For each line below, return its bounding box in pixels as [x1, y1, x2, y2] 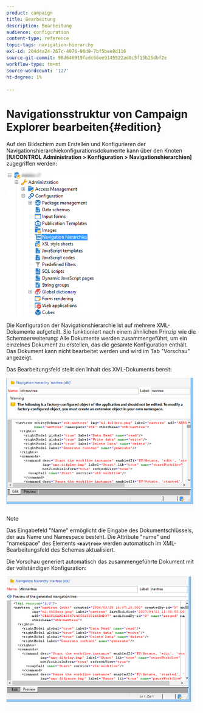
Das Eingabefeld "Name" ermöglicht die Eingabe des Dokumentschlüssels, [6, 527, 193, 534]
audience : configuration [6, 29, 69, 35]
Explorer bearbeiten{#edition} [6, 121, 162, 134]
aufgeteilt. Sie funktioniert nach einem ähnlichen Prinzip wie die [36, 328, 196, 335]
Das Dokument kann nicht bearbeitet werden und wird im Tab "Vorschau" [6, 348, 190, 355]
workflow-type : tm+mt [6, 61, 61, 67]
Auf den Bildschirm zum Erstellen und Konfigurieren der [6, 141, 146, 148]
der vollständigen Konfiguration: [6, 564, 87, 572]
